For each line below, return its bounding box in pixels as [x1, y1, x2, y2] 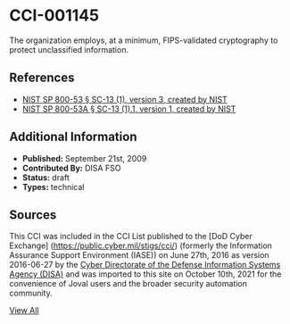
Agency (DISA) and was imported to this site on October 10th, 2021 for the [9, 269, 282, 279]
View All [9, 305, 39, 316]
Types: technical [21, 181, 85, 192]
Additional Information [9, 129, 137, 145]
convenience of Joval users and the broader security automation [9, 278, 248, 289]
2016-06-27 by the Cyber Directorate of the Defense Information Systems [9, 260, 281, 270]
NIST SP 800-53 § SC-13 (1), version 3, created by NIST [21, 94, 228, 104]
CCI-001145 [9, 5, 100, 26]
